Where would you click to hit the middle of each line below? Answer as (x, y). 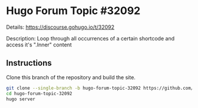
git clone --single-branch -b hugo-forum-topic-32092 (74, 88)
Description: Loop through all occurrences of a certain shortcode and (90, 38)
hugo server (21, 99)
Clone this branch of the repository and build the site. (71, 77)
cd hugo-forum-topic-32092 (39, 93)
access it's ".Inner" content (39, 45)
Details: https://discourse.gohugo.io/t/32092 (60, 27)
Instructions (29, 63)
